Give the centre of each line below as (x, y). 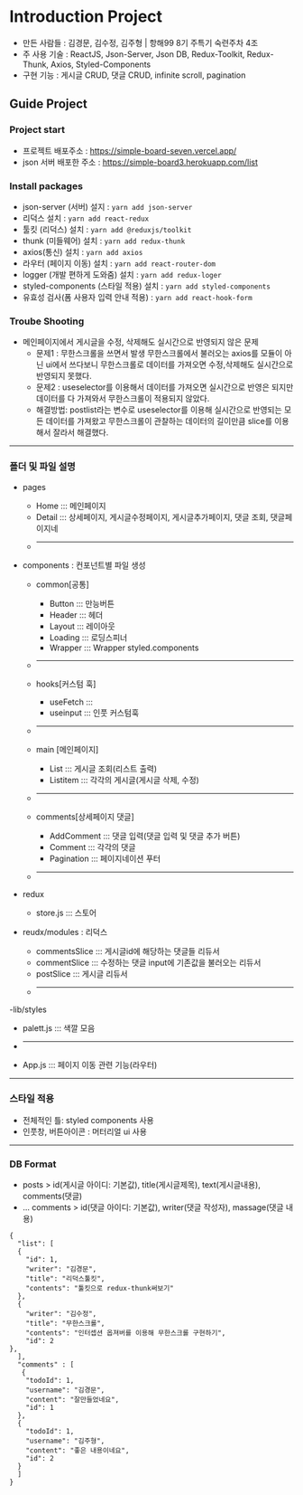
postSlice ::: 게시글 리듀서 (82, 973)
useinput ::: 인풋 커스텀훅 (94, 713)
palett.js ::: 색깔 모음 (59, 1027)
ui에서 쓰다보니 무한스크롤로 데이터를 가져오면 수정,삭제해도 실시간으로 (170, 364)
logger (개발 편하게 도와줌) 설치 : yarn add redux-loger (122, 274)
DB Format (33, 1164)
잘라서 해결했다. (81, 432)
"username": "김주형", (65, 1441)
